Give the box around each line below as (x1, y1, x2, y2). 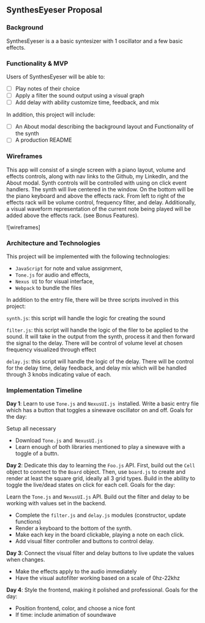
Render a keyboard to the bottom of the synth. (15, 524, 132, 532)
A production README (15, 136, 72, 143)
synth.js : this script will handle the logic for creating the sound (6, 314, 165, 321)
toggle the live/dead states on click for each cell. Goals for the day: (6, 481, 176, 489)
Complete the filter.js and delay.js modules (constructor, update (15, 511, 187, 519)
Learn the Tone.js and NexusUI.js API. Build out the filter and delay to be (6, 493, 190, 500)
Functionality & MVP (6, 59, 69, 67)
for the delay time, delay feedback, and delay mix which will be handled (6, 364, 187, 372)
